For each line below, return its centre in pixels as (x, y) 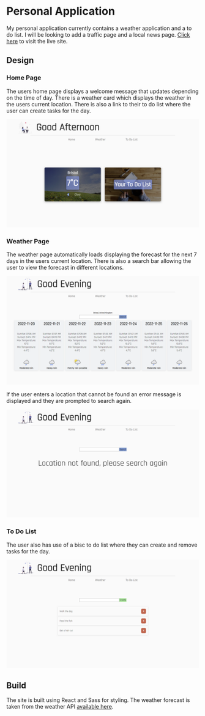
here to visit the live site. (37, 41)
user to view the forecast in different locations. (65, 268)
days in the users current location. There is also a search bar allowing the (99, 261)
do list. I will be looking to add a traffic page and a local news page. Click (98, 34)
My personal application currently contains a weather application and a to (99, 28)
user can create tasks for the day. (49, 111)
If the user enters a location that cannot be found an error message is (94, 394)
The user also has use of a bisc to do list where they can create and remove (102, 545)
